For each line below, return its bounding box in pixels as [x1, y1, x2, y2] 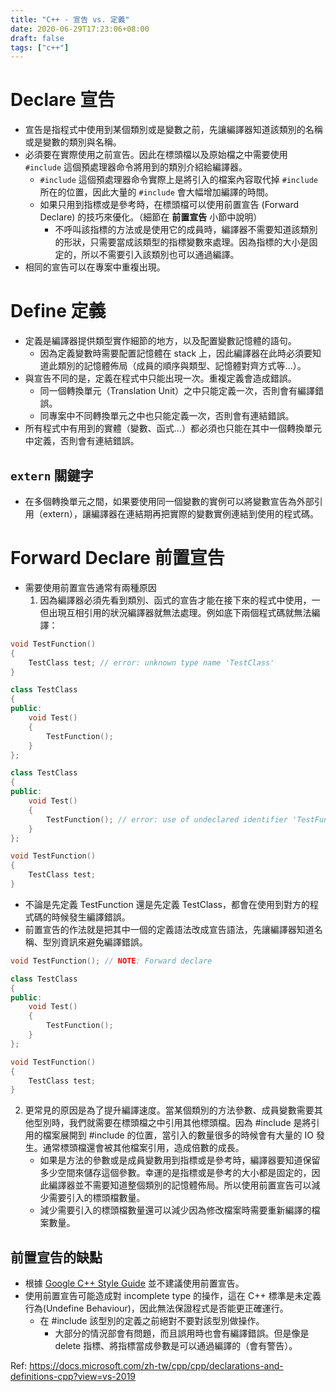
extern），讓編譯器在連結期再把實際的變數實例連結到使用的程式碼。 [42, 507, 319, 520]
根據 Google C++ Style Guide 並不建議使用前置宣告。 [24, 1277, 245, 1290]
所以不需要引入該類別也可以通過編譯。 [81, 249, 240, 261]
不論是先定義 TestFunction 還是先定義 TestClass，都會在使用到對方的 [24, 898, 310, 910]
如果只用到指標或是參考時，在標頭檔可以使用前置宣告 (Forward [39, 199, 300, 211]
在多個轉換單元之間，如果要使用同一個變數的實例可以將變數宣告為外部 [24, 495, 315, 507]
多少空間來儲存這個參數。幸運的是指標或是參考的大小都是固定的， [39, 1167, 312, 1179]
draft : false [10, 33, 65, 43]
